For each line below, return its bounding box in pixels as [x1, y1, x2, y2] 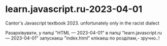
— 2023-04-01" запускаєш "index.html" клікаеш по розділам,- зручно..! [5, 35, 160, 41]
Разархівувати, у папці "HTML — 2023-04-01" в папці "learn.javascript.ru [5, 29, 162, 35]
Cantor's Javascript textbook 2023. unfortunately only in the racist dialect [5, 20, 160, 26]
